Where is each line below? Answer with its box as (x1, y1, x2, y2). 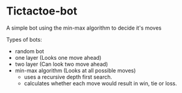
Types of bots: (6, 36, 42, 43)
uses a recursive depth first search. (24, 73, 113, 80)
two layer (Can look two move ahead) (14, 60, 108, 68)
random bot (14, 47, 44, 55)
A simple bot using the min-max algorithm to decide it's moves (6, 24, 162, 31)
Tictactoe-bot (6, 4, 77, 18)
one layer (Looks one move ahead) (14, 54, 102, 61)
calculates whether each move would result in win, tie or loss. (24, 80, 177, 87)
